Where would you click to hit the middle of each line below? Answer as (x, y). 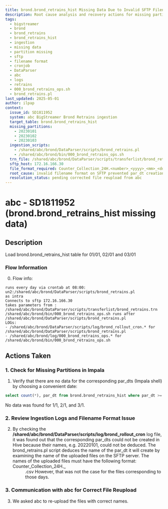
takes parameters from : (31, 305)
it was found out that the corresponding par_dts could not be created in (86, 440)
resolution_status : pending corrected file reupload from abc (76, 178)
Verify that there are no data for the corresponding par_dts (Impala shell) (87, 381)
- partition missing (31, 52)
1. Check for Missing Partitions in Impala (55, 370)
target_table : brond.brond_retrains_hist (53, 122)
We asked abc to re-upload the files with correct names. (70, 501)
